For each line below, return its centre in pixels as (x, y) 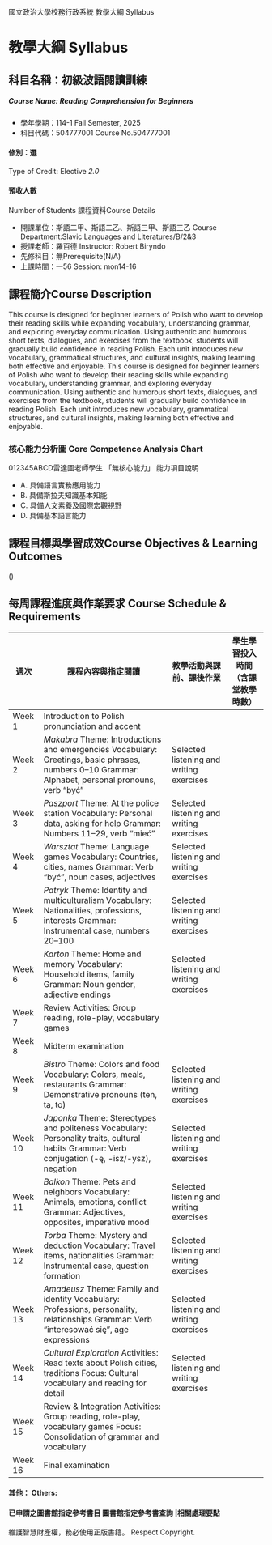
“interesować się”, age (86, 1329)
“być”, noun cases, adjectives (100, 877)
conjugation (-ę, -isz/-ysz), (97, 1158)
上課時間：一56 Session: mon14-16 (78, 266)
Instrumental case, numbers (96, 930)
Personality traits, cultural (92, 1138)
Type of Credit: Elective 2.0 (54, 171)
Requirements (45, 617)
